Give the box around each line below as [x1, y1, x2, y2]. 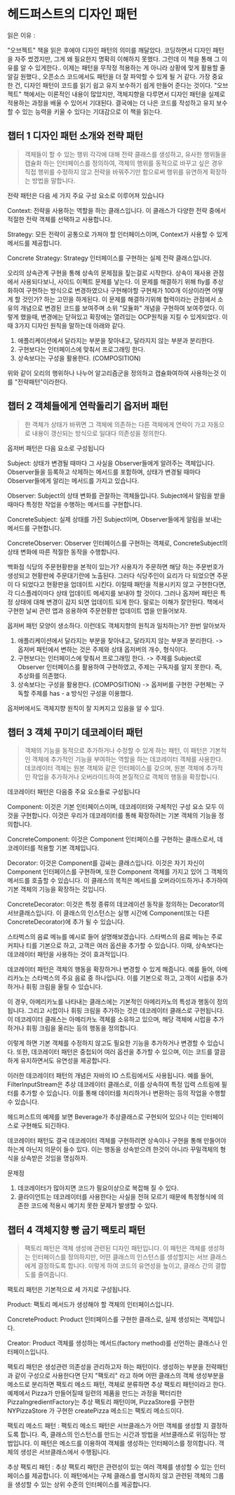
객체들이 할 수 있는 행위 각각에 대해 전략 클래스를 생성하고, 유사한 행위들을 [24, 150, 227, 158]
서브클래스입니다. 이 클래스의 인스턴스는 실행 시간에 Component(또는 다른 [7, 909, 210, 917]
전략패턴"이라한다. [17, 377, 68, 386]
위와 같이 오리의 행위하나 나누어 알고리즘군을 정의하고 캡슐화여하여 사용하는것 [7, 368, 220, 377]
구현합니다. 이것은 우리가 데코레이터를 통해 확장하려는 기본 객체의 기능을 [20, 811, 217, 820]
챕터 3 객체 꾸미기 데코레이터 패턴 [7, 726, 143, 738]
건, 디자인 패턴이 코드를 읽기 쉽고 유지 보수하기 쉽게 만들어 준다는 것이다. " [14, 81, 217, 89]
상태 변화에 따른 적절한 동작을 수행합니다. [7, 548, 120, 556]
